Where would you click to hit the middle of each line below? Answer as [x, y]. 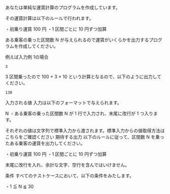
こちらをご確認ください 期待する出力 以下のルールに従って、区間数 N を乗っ [85, 137]
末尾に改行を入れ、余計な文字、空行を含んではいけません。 [67, 165]
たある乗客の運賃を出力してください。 [45, 143]
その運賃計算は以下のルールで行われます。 [49, 18]
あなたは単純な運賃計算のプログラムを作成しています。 [63, 7]
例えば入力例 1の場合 [27, 57]
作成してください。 [38, 46]
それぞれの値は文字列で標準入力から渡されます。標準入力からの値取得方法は [85, 131]
